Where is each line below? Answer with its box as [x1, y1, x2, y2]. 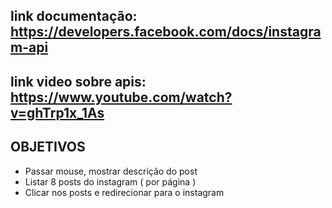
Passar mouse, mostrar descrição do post [24, 165, 198, 177]
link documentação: [10, 8, 138, 25]
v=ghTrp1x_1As [10, 104, 105, 121]
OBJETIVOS [10, 139, 86, 156]
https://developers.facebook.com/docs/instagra [10, 24, 322, 41]
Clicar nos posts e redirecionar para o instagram [24, 186, 225, 198]
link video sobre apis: [10, 73, 147, 90]
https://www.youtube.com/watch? [10, 89, 233, 106]
